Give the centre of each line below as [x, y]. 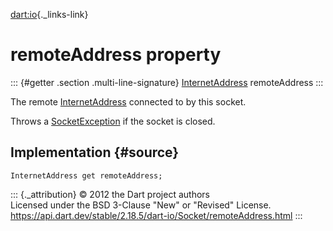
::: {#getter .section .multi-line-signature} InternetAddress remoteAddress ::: [167, 82]
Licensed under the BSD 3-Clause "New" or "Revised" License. [141, 205]
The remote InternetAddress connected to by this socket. [128, 101]
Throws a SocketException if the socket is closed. [113, 121]
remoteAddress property [116, 55]
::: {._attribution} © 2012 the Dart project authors [110, 194]
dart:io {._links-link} [49, 14]
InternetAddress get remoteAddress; [86, 175]
